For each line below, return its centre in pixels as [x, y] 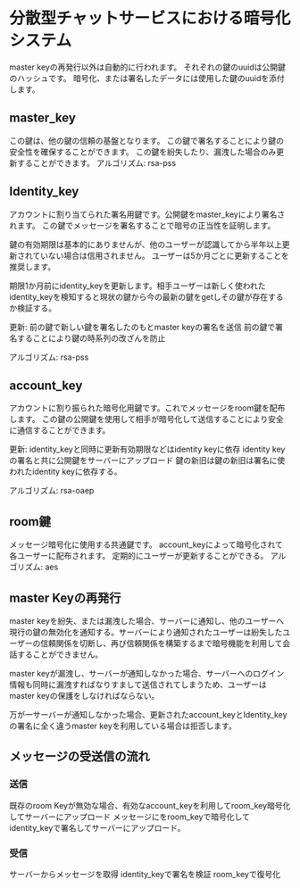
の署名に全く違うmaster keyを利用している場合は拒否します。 [123, 726]
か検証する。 [33, 308]
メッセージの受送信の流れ [79, 756]
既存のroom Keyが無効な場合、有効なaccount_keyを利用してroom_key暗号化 [150, 805]
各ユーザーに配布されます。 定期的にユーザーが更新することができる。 [139, 556]
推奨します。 [33, 266]
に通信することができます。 [60, 430]
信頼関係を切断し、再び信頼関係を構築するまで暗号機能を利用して [161, 643]
